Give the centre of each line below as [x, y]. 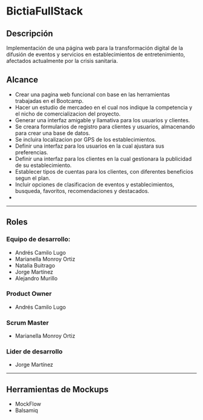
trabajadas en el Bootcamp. [49, 100]
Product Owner [29, 294]
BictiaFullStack [45, 11]
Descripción [30, 34]
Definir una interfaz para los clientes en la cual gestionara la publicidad [103, 159]
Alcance [22, 80]
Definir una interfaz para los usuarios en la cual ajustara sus [89, 146]
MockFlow [28, 404]
